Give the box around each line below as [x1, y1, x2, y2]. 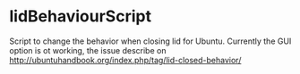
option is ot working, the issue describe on [9, 45, 167, 55]
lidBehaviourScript [9, 6, 152, 27]
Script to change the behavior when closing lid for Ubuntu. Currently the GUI [9, 36, 292, 46]
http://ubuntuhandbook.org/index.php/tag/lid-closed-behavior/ [9, 54, 242, 65]
